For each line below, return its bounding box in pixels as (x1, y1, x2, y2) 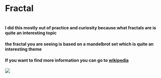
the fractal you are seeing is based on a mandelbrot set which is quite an (5, 41, 154, 47)
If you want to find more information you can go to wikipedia (5, 57, 129, 63)
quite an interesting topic (5, 30, 57, 36)
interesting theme (5, 46, 42, 52)
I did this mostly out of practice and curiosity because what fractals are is (5, 25, 157, 31)
